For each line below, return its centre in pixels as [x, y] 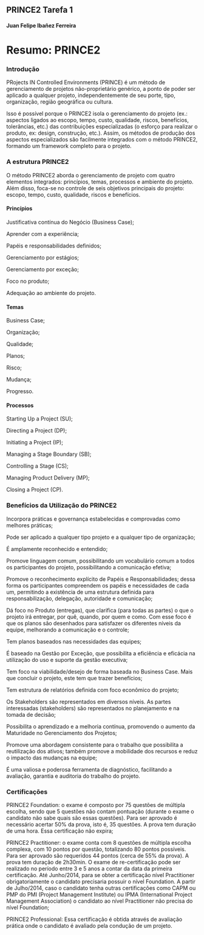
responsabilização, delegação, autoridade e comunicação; [80, 598]
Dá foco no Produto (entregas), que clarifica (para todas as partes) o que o [100, 610]
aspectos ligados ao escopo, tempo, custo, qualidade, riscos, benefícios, [98, 120]
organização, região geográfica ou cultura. [60, 102]
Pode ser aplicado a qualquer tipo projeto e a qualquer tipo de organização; [101, 537]
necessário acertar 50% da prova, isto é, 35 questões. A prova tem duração [101, 824]
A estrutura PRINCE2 [38, 162]
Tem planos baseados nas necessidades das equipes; [74, 641]
